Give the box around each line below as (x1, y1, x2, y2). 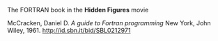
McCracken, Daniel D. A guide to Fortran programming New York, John (7, 19, 211, 27)
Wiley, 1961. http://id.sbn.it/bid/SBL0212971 (7, 27, 131, 34)
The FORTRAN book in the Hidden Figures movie (7, 6, 149, 14)
